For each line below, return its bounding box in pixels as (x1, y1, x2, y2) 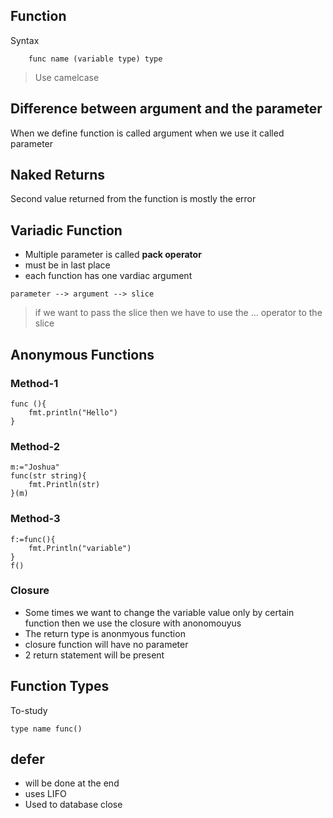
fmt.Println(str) (28, 480, 101, 490)
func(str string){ (10, 471, 87, 481)
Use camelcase (34, 71, 100, 83)
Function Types (10, 678, 110, 695)
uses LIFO (24, 788, 67, 800)
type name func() (10, 724, 83, 734)
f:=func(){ (10, 534, 56, 544)
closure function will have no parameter (24, 638, 189, 650)
